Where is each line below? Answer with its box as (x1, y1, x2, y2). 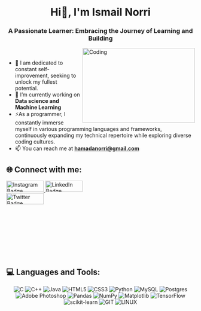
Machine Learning (14, 104, 62, 111)
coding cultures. (14, 138, 56, 145)
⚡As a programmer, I (14, 111, 66, 118)
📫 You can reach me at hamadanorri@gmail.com (14, 145, 139, 152)
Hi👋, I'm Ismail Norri (50, 5, 151, 19)
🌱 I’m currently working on (14, 91, 80, 98)
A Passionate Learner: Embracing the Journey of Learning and (8, 27, 193, 35)
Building (88, 34, 113, 42)
